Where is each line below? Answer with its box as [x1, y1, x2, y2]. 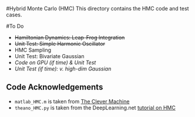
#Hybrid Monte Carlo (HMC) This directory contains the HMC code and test [6, 5, 189, 12]
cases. [6, 11, 22, 18]
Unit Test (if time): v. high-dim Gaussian [14, 65, 112, 72]
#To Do [6, 23, 24, 29]
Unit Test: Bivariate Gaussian [14, 53, 85, 59]
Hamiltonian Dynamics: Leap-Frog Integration [14, 34, 125, 41]
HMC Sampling [14, 46, 52, 54]
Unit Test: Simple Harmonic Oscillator [14, 41, 106, 47]
